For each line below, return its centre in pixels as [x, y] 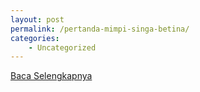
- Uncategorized [62, 47]
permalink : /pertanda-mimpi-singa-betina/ [100, 29]
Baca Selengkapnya [51, 76]
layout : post [37, 19]
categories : [35, 38]
